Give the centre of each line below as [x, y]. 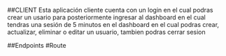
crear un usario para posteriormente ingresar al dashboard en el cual [107, 17]
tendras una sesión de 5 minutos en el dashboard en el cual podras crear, [113, 25]
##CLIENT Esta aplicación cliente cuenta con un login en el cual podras [110, 10]
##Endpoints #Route [37, 45]
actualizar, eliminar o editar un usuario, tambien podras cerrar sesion [106, 32]
